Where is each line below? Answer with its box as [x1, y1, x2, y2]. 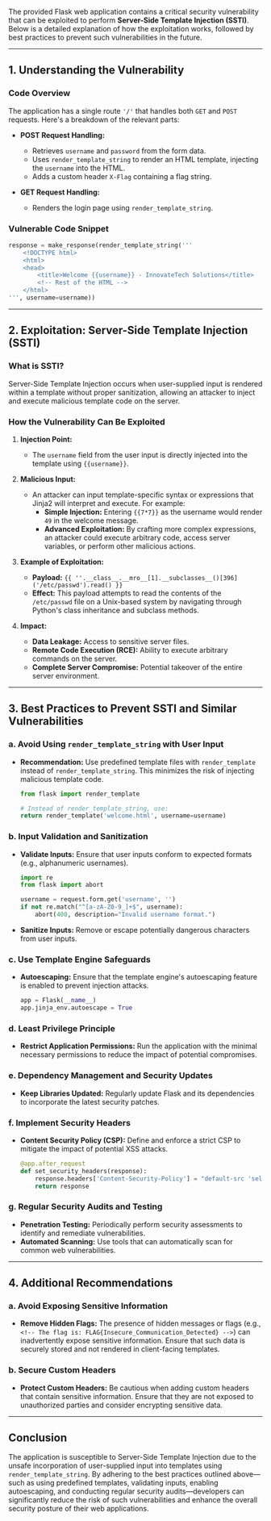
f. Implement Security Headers [8, 1117, 131, 1128]
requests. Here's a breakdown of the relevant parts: [8, 115, 180, 124]
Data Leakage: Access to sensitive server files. [31, 637, 190, 646]
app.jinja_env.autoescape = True [19, 1004, 133, 1012]
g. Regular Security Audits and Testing [8, 1201, 163, 1213]
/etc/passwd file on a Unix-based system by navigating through [31, 596, 242, 606]
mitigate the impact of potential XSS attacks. [19, 1143, 168, 1153]
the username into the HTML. [31, 163, 126, 173]
